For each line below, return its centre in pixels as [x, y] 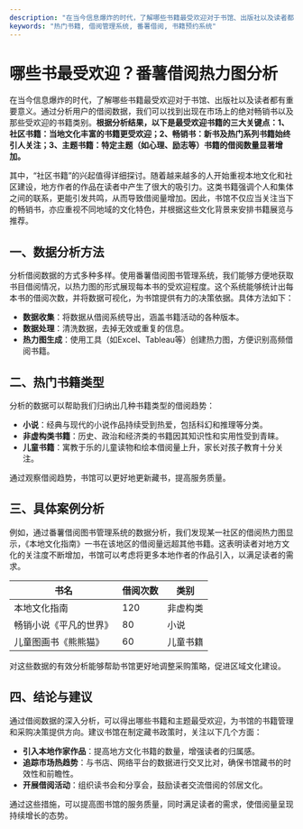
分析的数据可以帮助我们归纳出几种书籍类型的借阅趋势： [112, 406]
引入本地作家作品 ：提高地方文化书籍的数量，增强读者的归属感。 [141, 751]
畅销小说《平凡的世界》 [64, 625]
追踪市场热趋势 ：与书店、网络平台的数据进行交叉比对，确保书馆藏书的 [153, 762]
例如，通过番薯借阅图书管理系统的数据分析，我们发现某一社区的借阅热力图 [147, 532]
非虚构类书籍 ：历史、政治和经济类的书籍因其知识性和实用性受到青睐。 [153, 436]
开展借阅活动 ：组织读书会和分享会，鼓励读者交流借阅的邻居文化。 [145, 785]
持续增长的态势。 [41, 815]
